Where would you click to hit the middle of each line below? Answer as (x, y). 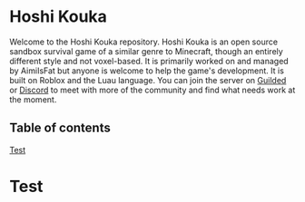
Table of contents (60, 128)
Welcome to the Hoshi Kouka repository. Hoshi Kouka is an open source (144, 42)
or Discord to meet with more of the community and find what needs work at (152, 90)
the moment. (33, 99)
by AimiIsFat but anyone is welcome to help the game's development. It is (147, 71)
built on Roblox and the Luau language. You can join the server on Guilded (148, 80)
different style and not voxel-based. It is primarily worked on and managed (149, 61)
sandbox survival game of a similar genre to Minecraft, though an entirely (146, 51)
